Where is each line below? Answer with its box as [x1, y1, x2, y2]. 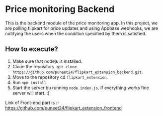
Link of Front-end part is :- [5, 100, 60, 106]
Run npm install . [12, 79, 48, 85]
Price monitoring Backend [5, 3, 115, 15]
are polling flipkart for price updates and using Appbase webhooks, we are [5, 25, 158, 31]
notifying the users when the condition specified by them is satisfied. [5, 30, 147, 36]
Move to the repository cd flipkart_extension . [12, 74, 108, 80]
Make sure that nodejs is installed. [12, 58, 82, 64]
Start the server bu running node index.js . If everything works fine [12, 85, 149, 91]
